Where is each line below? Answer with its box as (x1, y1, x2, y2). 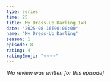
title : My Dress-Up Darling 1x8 (6, 20, 86, 26)
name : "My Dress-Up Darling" (6, 31, 78, 37)
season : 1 (6, 36, 31, 42)
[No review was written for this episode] (6, 69, 105, 76)
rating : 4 (6, 48, 31, 53)
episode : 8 (6, 42, 33, 48)
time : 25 (6, 14, 28, 20)
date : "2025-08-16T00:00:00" (6, 25, 78, 31)
